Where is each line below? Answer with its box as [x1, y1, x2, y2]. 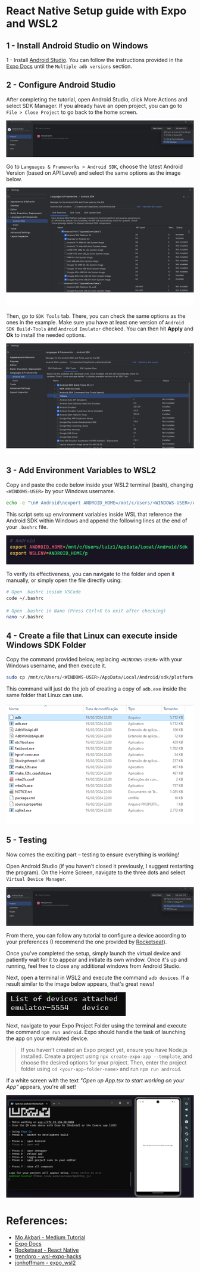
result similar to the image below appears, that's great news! [6, 980, 155, 988]
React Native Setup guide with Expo [6, 4, 187, 18]
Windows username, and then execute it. [6, 662, 107, 669]
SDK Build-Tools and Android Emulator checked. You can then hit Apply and [6, 325, 193, 332]
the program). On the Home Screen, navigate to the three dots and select [6, 869, 186, 876]
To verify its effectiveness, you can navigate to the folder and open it [6, 570, 175, 577]
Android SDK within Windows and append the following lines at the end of [6, 517, 187, 524]
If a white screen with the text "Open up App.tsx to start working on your [6, 1076, 185, 1084]
